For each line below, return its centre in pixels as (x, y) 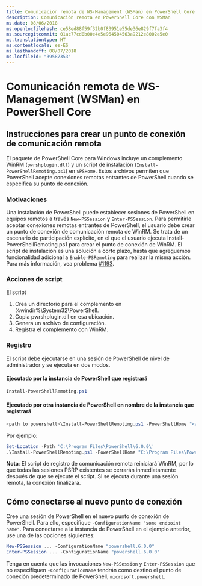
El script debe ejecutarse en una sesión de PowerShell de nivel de (88, 358)
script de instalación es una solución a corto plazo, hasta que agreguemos (98, 251)
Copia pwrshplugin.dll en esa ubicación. (64, 317)
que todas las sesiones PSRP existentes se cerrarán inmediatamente (91, 470)
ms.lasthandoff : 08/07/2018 (41, 51)
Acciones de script (34, 279)
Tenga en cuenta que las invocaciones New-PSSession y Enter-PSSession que (101, 563)
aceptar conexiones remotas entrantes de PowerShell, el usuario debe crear (100, 225)
